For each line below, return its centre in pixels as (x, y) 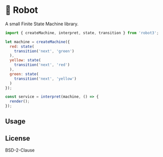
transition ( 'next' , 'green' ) (44, 51)
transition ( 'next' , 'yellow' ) (45, 79)
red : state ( (22, 47)
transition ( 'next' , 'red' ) (42, 65)
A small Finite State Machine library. (42, 24)
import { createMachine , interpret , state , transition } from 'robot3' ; (82, 33)
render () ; (20, 102)
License (18, 138)
